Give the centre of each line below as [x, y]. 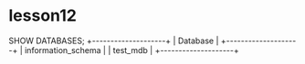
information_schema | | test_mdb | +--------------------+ [132, 50]
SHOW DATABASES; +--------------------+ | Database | [114, 41]
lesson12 [42, 16]
